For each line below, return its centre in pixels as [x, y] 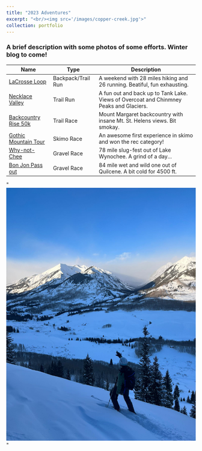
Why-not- [22, 150]
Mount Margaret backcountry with [141, 114]
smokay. [109, 127]
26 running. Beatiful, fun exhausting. [144, 85]
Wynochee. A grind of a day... [136, 157]
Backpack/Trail [72, 78]
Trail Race [66, 120]
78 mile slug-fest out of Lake [135, 150]
